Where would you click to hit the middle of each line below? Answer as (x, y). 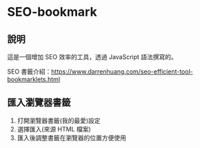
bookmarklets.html (34, 79)
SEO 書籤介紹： (29, 72)
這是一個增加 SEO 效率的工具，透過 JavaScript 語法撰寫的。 (92, 57)
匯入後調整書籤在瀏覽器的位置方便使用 (71, 138)
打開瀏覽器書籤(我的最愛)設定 (59, 120)
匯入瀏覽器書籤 (39, 103)
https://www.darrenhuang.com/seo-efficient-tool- (122, 72)
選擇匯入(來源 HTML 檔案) (54, 129)
